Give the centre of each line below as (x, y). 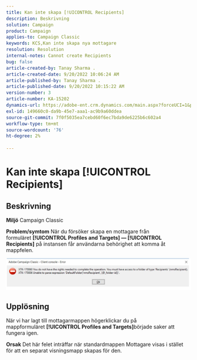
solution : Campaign (30, 25)
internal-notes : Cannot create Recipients (59, 56)
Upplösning (28, 306)
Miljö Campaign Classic (35, 220)
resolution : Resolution (35, 50)
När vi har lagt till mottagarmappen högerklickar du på (72, 320)
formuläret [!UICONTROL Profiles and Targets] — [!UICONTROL (84, 238)
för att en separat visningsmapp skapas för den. (64, 350)
